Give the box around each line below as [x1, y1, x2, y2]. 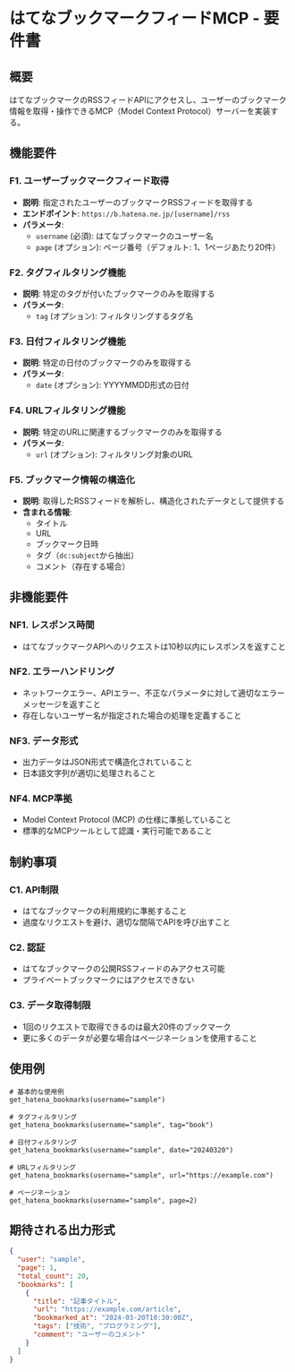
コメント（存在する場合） [35, 561, 131, 572]
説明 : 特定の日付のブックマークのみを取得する [21, 358, 192, 368]
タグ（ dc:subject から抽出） [35, 549, 139, 560]
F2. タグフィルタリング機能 [9, 266, 127, 279]
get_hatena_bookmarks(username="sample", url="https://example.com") [9, 1170, 274, 1179]
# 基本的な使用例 [9, 1087, 64, 1096]
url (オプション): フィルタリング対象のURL [35, 449, 194, 460]
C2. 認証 [9, 942, 46, 954]
